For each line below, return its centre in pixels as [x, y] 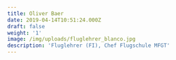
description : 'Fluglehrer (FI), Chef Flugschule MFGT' [89, 46]
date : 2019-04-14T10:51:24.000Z [54, 20]
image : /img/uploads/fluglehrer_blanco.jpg [72, 39]
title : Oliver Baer [36, 13]
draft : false [26, 26]
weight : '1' [24, 33]
